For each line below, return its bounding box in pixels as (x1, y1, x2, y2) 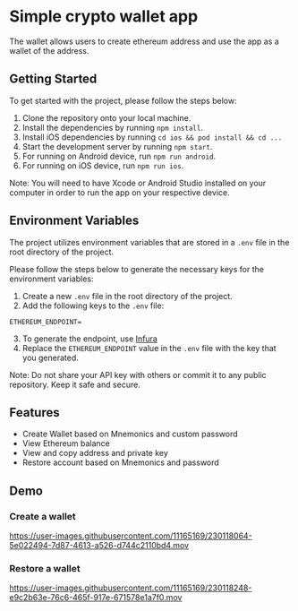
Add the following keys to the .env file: (21, 300, 165, 311)
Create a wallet (9, 510, 76, 522)
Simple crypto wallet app (9, 6, 199, 27)
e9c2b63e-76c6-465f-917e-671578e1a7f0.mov (9, 592, 183, 603)
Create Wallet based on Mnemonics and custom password (21, 428, 239, 440)
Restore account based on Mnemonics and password (21, 457, 219, 468)
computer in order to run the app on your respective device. (9, 186, 230, 198)
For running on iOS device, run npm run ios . (21, 159, 184, 171)
